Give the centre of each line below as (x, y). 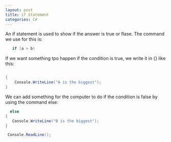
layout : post (19, 10)
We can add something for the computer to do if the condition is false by (82, 97)
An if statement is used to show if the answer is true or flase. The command (85, 34)
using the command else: (32, 102)
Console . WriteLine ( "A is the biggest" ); (58, 82)
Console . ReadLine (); (29, 135)
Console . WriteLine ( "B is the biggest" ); (56, 121)
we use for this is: (24, 39)
